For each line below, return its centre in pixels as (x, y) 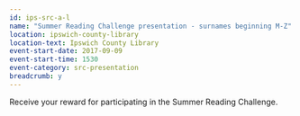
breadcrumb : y (36, 76)
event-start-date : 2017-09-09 (66, 51)
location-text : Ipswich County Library (84, 43)
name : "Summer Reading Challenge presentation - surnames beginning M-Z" (151, 26)
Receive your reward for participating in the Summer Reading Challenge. (144, 102)
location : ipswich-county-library (74, 34)
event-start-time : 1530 (54, 59)
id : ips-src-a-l (40, 18)
